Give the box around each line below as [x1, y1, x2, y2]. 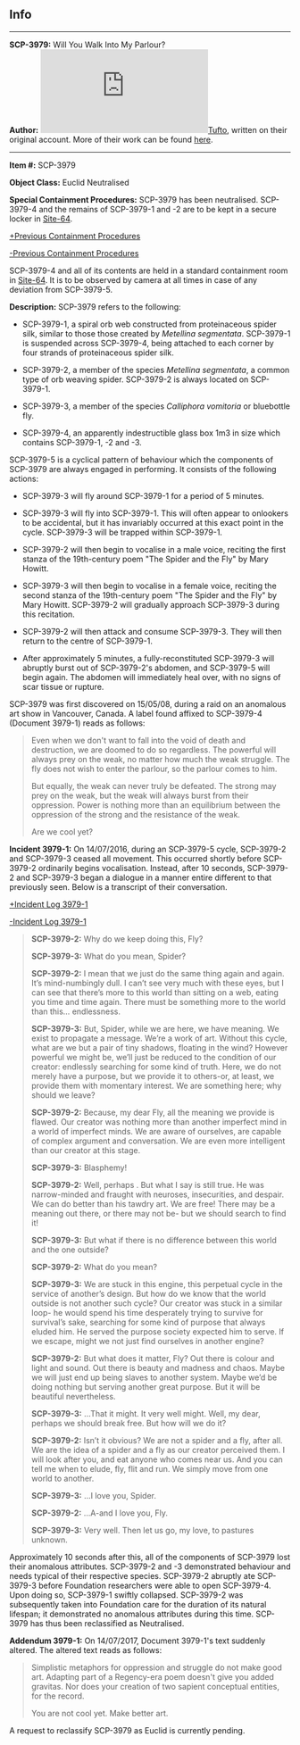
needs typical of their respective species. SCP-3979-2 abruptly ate [9, 1570, 256, 1581]
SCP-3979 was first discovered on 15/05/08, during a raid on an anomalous [9, 698, 287, 709]
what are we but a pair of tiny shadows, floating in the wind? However [30, 1042, 288, 1052]
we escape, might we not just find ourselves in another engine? [30, 1335, 265, 1346]
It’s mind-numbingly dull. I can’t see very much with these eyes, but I [30, 977, 284, 988]
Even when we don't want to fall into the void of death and [30, 735, 246, 745]
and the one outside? [30, 1244, 109, 1255]
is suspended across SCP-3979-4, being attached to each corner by [21, 337, 274, 348]
